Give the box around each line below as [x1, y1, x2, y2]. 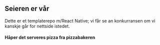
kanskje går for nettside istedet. [4, 23, 70, 29]
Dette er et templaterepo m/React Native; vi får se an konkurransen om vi [4, 17, 155, 23]
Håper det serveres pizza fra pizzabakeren [4, 34, 95, 40]
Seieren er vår [4, 4, 49, 13]
